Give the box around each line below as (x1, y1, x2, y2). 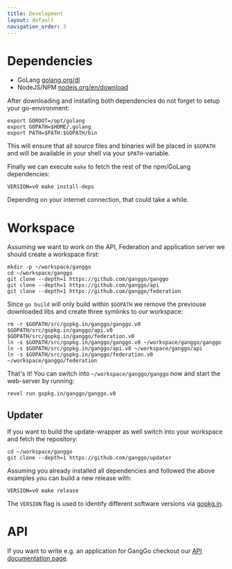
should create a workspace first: (7, 250, 100, 259)
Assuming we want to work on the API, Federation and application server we (7, 243, 225, 251)
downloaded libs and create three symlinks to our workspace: (7, 307, 184, 316)
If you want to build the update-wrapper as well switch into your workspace (7, 427, 223, 436)
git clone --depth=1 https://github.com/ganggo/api (7, 282, 159, 289)
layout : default (7, 17, 54, 24)
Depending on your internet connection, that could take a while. (7, 196, 189, 204)
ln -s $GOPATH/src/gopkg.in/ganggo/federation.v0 (7, 351, 154, 358)
